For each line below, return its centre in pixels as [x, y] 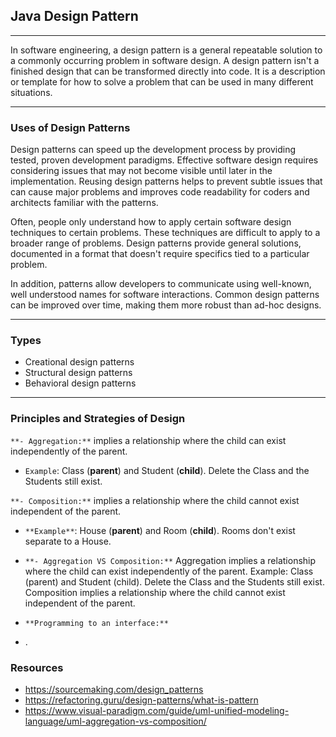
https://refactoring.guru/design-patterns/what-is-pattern [141, 700]
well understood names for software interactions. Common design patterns [165, 295]
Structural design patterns [78, 373]
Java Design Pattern [74, 16]
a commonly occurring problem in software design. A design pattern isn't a [165, 60]
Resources [37, 667]
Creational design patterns [79, 362]
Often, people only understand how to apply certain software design [151, 222]
